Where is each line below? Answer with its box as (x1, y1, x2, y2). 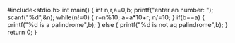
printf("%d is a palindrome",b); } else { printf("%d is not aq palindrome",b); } (7, 21, 228, 28)
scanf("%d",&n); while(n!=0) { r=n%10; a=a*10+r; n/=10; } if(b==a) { (7, 13, 205, 21)
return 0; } (7, 28, 37, 36)
